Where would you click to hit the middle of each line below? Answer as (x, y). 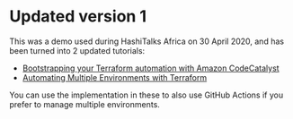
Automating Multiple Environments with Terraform (115, 77)
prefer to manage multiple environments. (84, 104)
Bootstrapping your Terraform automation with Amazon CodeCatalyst (151, 68)
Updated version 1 (78, 17)
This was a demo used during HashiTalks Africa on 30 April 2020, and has (147, 41)
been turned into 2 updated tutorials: (77, 50)
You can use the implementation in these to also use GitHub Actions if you (146, 95)
